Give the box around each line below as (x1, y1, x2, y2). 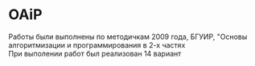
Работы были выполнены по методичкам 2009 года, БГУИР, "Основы (8, 32, 248, 41)
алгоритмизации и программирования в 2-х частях (8, 40, 186, 49)
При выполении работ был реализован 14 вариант (8, 49, 182, 58)
